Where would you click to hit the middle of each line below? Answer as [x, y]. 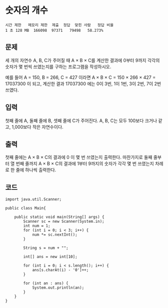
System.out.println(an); [58, 288]
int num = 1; [37, 226]
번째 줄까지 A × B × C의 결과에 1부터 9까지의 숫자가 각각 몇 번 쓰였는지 [85, 164]
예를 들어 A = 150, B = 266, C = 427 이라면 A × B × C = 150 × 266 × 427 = [80, 77]
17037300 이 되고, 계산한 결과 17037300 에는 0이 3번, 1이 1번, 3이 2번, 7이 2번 [83, 83]
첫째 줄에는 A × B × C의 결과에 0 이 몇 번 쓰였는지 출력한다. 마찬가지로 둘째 [79, 158]
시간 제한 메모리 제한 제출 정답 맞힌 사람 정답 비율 [60, 25]
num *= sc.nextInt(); [55, 235]
